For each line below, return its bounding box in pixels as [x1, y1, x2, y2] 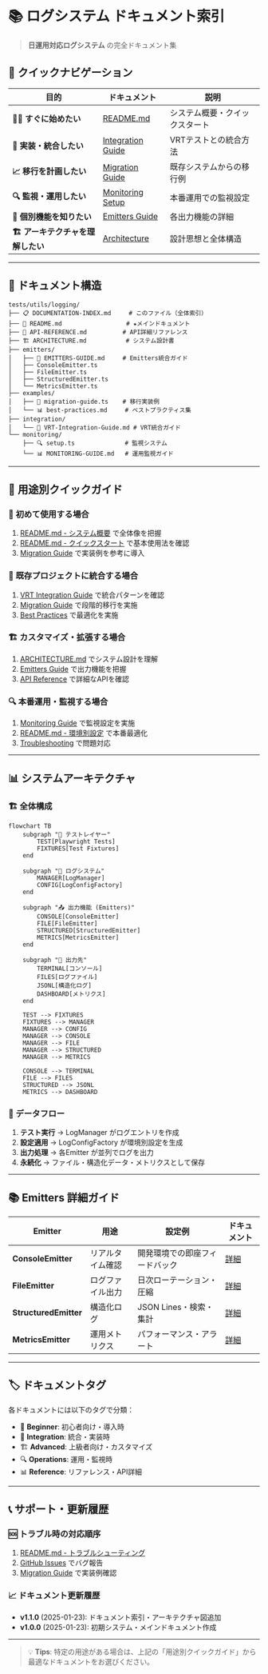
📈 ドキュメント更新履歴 [8, 1590, 100, 1601]
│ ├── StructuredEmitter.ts [8, 375, 109, 383]
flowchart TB [8, 821, 52, 830]
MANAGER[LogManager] [37, 873, 105, 882]
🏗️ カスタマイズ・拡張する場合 [8, 632, 126, 643]
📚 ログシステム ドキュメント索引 [8, 7, 225, 26]
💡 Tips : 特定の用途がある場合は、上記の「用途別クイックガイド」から [27, 1647, 257, 1656]
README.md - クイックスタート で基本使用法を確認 [19, 538, 190, 548]
